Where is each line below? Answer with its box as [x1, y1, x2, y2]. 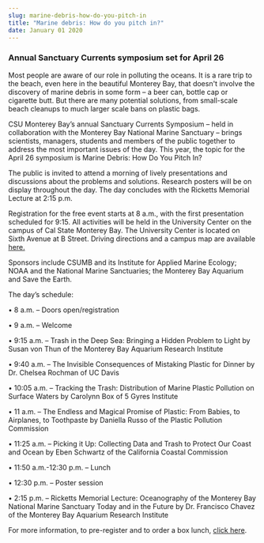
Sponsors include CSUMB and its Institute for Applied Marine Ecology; [8, 258, 237, 267]
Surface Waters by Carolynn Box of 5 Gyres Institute [8, 391, 179, 401]
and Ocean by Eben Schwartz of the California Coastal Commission [8, 447, 228, 457]
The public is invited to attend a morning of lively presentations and [8, 168, 228, 178]
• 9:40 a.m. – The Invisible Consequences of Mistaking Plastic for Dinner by [8, 359, 255, 368]
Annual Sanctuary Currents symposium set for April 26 [8, 52, 224, 63]
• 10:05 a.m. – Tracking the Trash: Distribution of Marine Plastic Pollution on [8, 383, 255, 392]
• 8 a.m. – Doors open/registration [8, 305, 120, 315]
